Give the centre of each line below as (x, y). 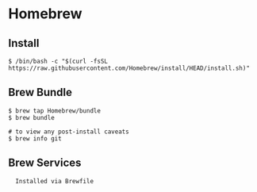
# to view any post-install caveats (69, 132)
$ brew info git (35, 138)
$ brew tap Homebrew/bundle (55, 111)
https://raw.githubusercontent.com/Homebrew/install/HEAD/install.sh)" (129, 68)
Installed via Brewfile (54, 181)
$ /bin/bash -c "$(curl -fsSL (58, 61)
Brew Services (45, 163)
